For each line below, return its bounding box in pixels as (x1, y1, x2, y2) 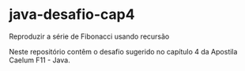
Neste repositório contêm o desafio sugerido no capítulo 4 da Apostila (9, 47, 238, 56)
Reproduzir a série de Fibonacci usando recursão (9, 32, 170, 41)
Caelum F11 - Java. (9, 55, 70, 65)
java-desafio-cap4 (9, 6, 135, 24)
